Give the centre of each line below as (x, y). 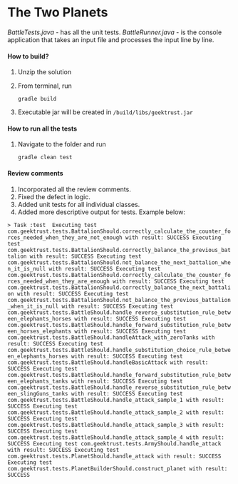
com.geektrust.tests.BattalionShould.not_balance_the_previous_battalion (119, 300)
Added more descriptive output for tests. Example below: (102, 212)
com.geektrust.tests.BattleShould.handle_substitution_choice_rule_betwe (119, 350)
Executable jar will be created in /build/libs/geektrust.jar (105, 112)
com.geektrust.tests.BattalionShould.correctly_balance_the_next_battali (119, 287)
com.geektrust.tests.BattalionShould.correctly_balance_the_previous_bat (119, 250)
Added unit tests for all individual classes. (79, 204)
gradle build (37, 99)
